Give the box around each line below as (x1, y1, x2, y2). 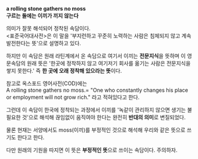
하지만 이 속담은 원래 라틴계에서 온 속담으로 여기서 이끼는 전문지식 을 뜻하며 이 (6, 52, 186, 59)
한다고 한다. (17, 134, 45, 141)
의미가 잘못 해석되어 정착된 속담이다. (6, 25, 91, 32)
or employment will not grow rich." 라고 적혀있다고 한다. (6, 93, 140, 101)
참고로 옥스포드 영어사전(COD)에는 (6, 80, 88, 87)
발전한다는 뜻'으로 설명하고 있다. (6, 40, 82, 46)
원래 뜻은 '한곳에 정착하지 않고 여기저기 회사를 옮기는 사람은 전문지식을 (26, 60, 191, 67)
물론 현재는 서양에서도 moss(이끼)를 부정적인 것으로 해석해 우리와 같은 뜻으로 (6, 126, 186, 133)
